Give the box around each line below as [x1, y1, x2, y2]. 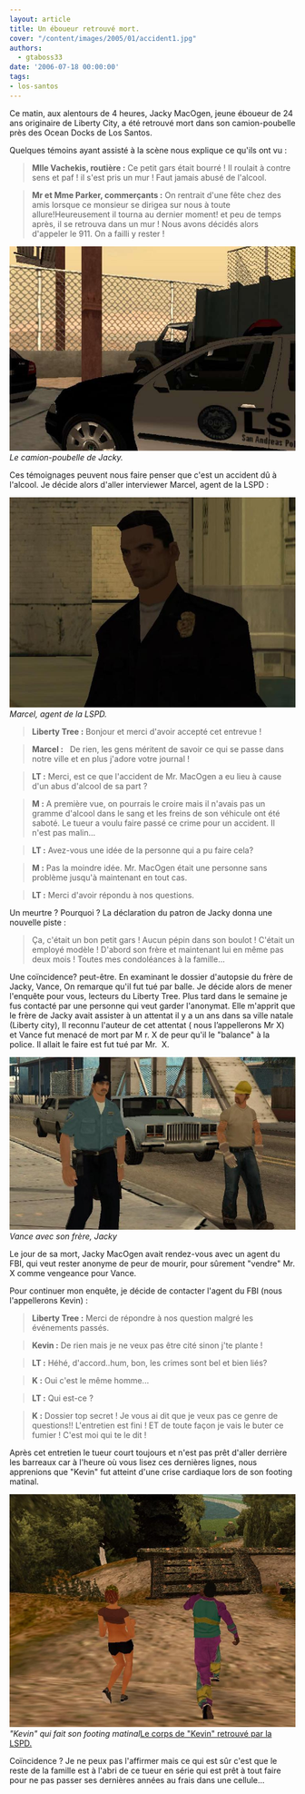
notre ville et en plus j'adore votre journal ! [31, 754, 191, 765]
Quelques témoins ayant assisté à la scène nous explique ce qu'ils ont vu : [9, 144, 288, 155]
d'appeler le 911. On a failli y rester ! [31, 228, 165, 239]
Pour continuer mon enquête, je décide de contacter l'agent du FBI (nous [9, 1285, 283, 1296]
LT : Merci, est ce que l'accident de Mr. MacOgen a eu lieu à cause [31, 771, 282, 782]
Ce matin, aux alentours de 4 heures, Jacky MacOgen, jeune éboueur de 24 [9, 107, 293, 118]
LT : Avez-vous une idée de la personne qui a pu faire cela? [31, 845, 254, 856]
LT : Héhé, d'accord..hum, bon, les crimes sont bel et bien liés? [31, 1358, 268, 1369]
